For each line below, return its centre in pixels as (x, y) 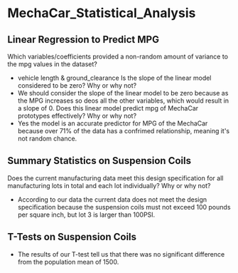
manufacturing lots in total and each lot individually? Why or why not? (109, 185)
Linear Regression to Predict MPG (83, 40)
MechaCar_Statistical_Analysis (102, 13)
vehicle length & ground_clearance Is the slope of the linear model (114, 78)
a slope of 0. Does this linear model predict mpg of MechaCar (108, 108)
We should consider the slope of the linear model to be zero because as (123, 93)
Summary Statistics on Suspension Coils (99, 161)
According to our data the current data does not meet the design (112, 199)
